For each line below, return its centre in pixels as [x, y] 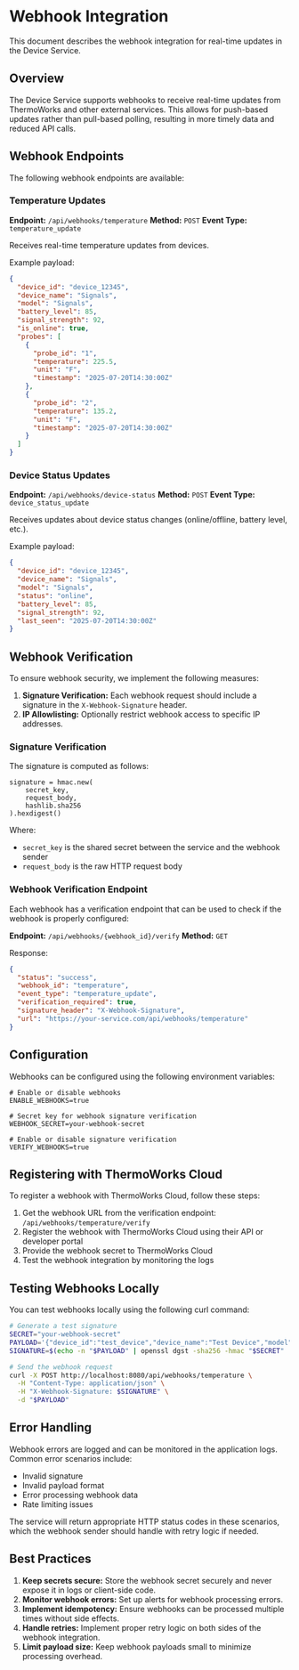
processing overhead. [62, 1656]
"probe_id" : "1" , [65, 353]
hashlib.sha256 [53, 806]
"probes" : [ [40, 336]
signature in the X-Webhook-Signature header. [105, 705]
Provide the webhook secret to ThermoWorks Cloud [117, 1251]
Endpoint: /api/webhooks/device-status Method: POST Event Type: [132, 495]
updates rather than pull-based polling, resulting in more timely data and [142, 118]
